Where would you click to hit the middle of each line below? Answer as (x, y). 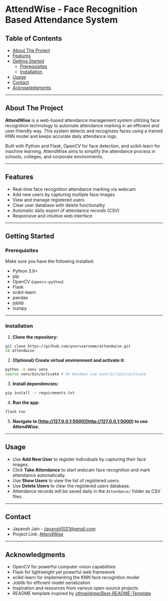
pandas (20, 298)
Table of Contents (34, 38)
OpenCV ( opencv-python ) (38, 282)
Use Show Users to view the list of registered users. (66, 480)
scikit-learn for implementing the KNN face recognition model (76, 577)
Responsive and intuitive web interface (52, 216)
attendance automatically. (39, 475)
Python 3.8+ (25, 271)
